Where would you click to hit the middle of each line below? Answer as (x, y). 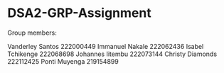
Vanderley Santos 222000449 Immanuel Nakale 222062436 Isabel (106, 46)
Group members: (32, 33)
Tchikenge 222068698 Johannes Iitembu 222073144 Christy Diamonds (112, 54)
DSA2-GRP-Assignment (79, 13)
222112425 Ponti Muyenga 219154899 (63, 61)
